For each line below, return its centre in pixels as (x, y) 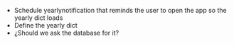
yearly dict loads (38, 18)
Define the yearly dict (46, 25)
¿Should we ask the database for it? (67, 33)
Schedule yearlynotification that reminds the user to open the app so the (120, 10)
